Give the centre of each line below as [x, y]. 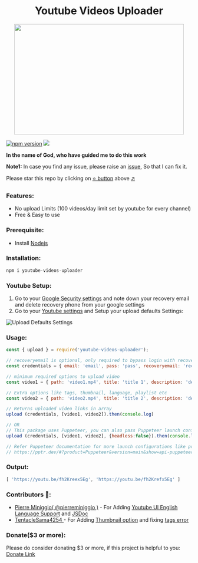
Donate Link [21, 554]
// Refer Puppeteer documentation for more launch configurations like [96, 446]
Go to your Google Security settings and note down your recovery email [102, 298]
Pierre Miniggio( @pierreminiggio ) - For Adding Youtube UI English [96, 508]
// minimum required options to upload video [63, 376]
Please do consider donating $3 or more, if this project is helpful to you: [93, 548]
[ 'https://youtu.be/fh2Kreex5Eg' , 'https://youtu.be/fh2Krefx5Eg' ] [93, 479]
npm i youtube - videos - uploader [44, 270]
